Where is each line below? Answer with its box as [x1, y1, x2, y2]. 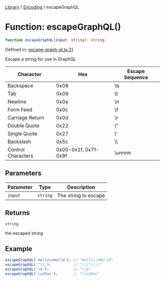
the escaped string [5, 230, 43, 236]
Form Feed [7, 106, 33, 113]
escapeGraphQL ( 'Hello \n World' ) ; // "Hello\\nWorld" [5, 258, 113, 263]
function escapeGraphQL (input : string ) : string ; [5, 37, 107, 42]
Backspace [7, 82, 33, 89]
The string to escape [57, 192, 105, 199]
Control [7, 146, 25, 153]
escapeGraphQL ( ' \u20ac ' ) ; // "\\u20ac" [5, 271, 100, 276]
